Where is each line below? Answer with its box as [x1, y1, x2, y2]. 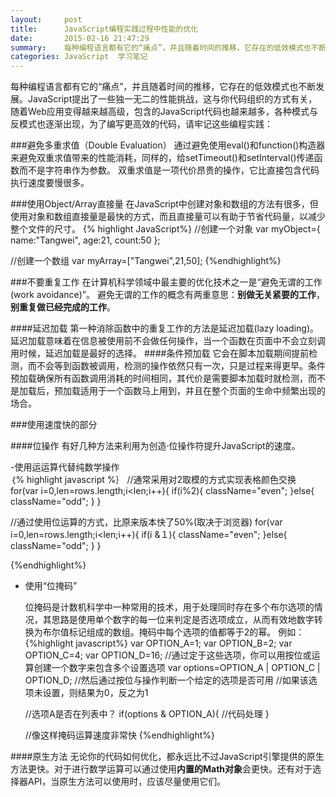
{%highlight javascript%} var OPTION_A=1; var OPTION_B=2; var [24, 637, 293, 650]
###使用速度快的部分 [10, 419, 98, 431]
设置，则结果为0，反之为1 [42, 687, 149, 699]
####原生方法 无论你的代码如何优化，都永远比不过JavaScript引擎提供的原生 [10, 751, 325, 763]
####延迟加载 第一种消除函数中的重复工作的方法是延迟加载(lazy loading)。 [10, 322, 320, 335]
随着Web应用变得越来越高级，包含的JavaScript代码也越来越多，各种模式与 [10, 106, 319, 118]
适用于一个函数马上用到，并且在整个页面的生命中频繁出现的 [79, 385, 326, 397]
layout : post [10, 14, 83, 25]
